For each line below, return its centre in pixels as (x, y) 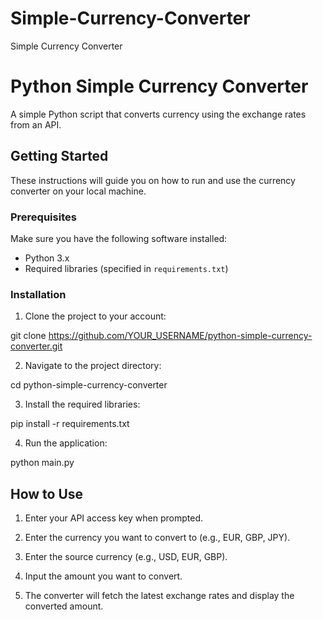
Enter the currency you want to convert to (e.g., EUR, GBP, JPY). (157, 538)
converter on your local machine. (78, 191)
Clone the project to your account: (95, 316)
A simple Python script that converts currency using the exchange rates (158, 114)
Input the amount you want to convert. (103, 576)
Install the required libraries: (82, 404)
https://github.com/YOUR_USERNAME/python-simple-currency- (180, 336)
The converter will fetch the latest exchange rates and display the (159, 596)
